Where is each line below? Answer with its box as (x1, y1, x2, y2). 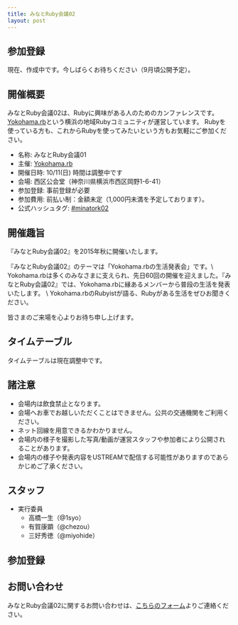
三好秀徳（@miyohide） (28, 532, 99, 540)
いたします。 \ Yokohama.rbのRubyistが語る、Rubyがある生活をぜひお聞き (7, 289, 225, 297)
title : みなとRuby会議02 (7, 10, 76, 18)
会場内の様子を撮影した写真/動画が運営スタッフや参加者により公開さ (17, 435, 220, 443)
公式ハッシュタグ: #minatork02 (17, 204, 109, 212)
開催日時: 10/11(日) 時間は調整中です (17, 168, 123, 177)
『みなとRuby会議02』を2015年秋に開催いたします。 (7, 247, 162, 255)
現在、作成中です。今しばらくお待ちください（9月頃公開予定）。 (7, 66, 195, 74)
